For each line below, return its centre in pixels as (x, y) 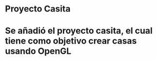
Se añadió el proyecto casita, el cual (79, 31)
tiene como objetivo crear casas (71, 41)
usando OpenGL (38, 51)
